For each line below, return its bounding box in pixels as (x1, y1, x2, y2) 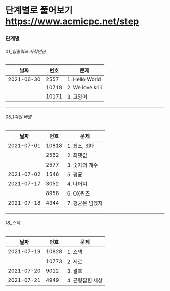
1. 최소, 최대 (67, 142, 95, 149)
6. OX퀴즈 (67, 190, 90, 197)
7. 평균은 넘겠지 (67, 199, 103, 206)
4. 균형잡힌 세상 (67, 277, 103, 284)
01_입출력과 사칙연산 (5, 48, 46, 54)
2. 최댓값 (67, 152, 88, 159)
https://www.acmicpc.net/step (5, 16, 139, 27)
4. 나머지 (67, 180, 88, 187)
